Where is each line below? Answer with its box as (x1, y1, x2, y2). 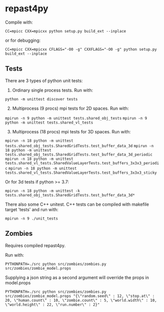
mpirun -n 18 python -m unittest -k (5, 188, 80, 193)
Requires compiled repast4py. (5, 242, 66, 249)
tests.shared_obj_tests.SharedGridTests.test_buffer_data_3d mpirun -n (5, 143, 154, 148)
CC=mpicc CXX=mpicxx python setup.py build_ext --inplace (5, 29, 126, 33)
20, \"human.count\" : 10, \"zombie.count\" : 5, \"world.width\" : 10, (5, 298, 157, 303)
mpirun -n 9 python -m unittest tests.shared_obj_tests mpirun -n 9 (5, 116, 147, 121)
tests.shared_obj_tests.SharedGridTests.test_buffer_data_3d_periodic (5, 152, 153, 157)
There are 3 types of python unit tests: (5, 77, 83, 84)
